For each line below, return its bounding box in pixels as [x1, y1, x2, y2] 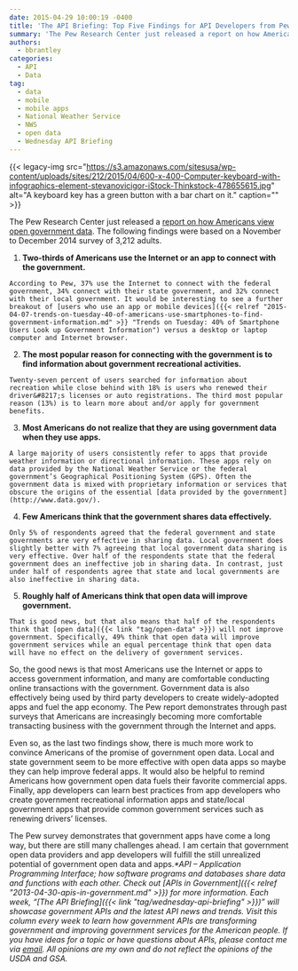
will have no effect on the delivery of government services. [9, 648, 244, 657]
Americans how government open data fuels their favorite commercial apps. [9, 775, 287, 786]
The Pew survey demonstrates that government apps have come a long [9, 830, 271, 840]
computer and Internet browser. [9, 333, 129, 342]
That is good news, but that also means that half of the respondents [9, 617, 276, 626]
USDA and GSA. [9, 952, 68, 964]
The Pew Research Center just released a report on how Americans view [9, 216, 275, 227]
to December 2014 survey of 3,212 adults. [9, 235, 162, 245]
